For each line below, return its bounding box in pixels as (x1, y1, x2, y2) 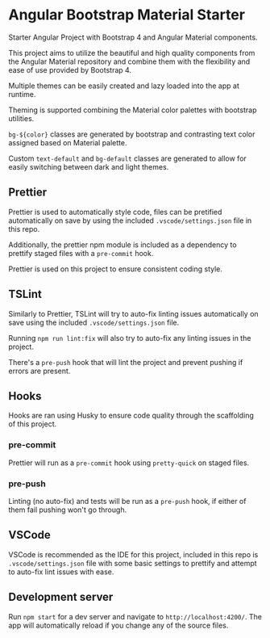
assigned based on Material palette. (8, 137, 127, 147)
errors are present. (8, 366, 71, 376)
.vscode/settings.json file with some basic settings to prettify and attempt (8, 558, 257, 568)
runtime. (8, 89, 36, 99)
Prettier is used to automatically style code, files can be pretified (8, 207, 222, 216)
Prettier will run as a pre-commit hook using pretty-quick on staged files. (8, 458, 250, 468)
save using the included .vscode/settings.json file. (8, 317, 180, 327)
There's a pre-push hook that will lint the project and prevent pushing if (8, 357, 243, 367)
